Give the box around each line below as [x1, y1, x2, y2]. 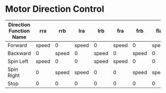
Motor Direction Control [5, 3, 105, 15]
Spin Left [7, 58, 29, 64]
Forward [7, 42, 27, 49]
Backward [7, 50, 31, 57]
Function [8, 27, 30, 34]
